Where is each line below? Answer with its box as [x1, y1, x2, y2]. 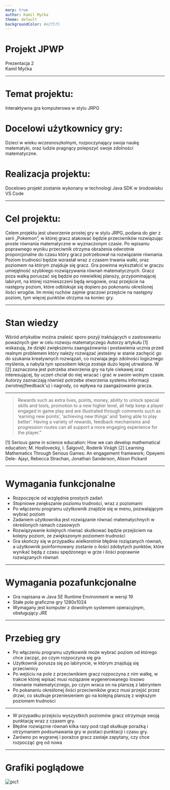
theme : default [5, 17, 37, 22]
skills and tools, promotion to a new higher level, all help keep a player [17, 402, 164, 408]
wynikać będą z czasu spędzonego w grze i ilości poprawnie [12, 549, 140, 555]
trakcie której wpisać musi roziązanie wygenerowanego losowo [12, 676, 145, 682]
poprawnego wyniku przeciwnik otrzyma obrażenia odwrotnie [5, 246, 135, 252]
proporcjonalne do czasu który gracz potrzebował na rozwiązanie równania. [5, 251, 163, 257]
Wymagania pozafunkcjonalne [5, 577, 137, 588]
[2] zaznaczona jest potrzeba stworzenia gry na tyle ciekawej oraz [5, 366, 144, 372]
